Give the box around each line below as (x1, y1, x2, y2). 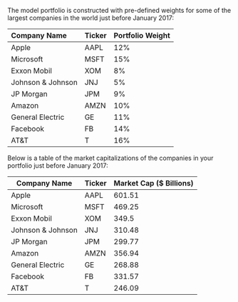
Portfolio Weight (113, 31, 171, 40)
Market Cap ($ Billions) (113, 178, 194, 188)
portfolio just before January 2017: (7, 161, 108, 170)
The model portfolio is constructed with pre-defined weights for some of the (7, 6, 232, 14)
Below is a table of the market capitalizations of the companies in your (7, 153, 214, 162)
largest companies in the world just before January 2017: (7, 14, 175, 22)
